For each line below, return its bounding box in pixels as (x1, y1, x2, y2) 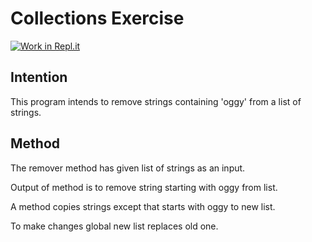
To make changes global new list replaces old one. (10, 220, 219, 232)
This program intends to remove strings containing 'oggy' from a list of (10, 95, 302, 107)
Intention (10, 69, 68, 86)
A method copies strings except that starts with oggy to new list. (10, 200, 276, 212)
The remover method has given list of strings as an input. (10, 162, 246, 174)
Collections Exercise (10, 7, 185, 30)
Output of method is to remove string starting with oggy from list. (10, 181, 278, 193)
